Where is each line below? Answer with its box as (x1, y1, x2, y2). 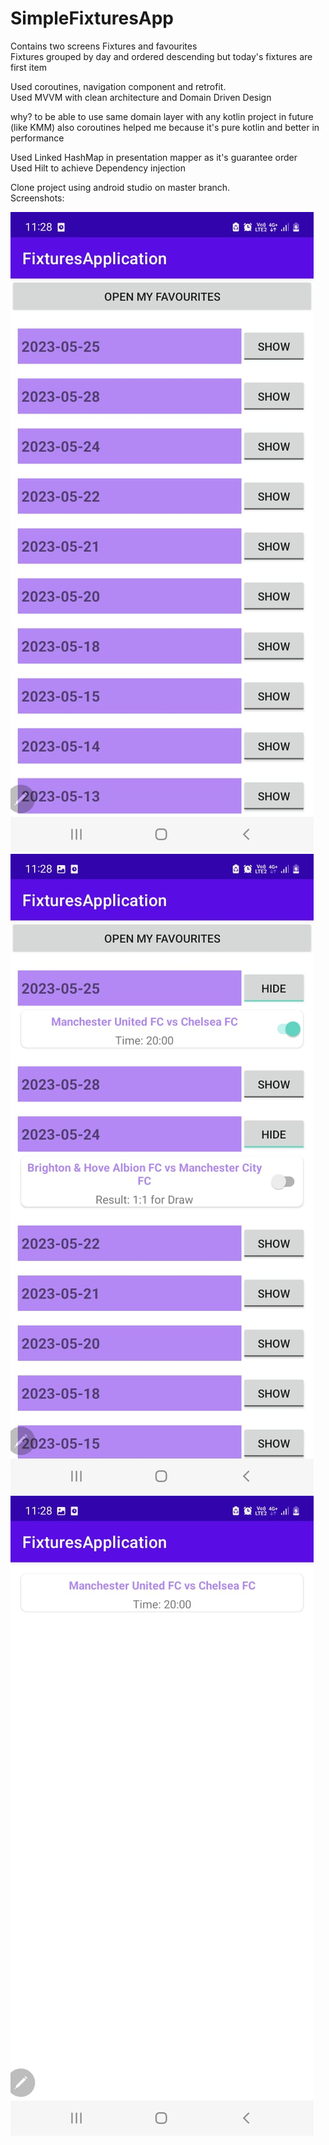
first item (10, 61, 48, 73)
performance (10, 132, 65, 144)
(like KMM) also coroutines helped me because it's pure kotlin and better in (10, 121, 320, 133)
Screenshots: (10, 192, 65, 204)
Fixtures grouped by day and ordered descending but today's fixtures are (10, 50, 313, 62)
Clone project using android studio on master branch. (10, 181, 231, 193)
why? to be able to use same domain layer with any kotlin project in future (10, 110, 314, 122)
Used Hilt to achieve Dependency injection (10, 162, 186, 174)
